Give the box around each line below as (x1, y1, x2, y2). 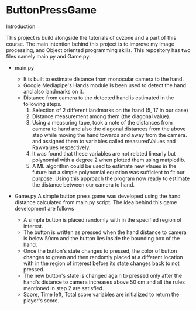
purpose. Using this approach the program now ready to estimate (32, 175, 190, 182)
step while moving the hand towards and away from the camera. (32, 131, 187, 138)
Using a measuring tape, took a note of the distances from (32, 119, 173, 126)
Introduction (6, 23, 36, 30)
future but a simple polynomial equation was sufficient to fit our (32, 168, 185, 175)
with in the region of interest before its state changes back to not (23, 260, 180, 267)
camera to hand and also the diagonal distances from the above (32, 125, 186, 132)
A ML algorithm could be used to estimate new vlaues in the (32, 162, 177, 170)
